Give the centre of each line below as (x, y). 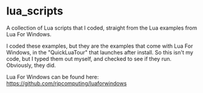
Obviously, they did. (31, 65)
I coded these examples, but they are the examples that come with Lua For (100, 46)
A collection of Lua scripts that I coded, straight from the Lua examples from (102, 28)
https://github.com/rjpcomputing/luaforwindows (67, 83)
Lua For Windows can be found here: (53, 77)
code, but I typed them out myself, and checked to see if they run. (89, 59)
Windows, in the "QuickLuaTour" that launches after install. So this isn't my (100, 52)
